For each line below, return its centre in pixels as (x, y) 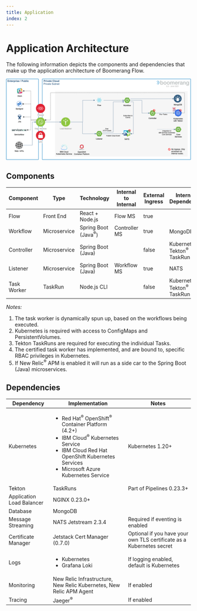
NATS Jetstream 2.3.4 (79, 522)
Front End (55, 216)
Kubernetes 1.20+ (150, 446)
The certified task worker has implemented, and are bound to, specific (100, 349)
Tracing (18, 600)
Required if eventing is (155, 519)
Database (20, 511)
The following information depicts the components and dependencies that (96, 65)
